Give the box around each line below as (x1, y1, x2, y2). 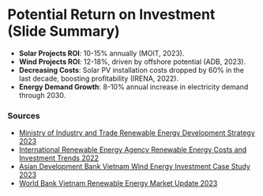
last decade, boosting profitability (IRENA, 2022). (18, 73, 179, 83)
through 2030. (18, 90, 66, 100)
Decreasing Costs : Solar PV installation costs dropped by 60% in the (18, 65, 245, 74)
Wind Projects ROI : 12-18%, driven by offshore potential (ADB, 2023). (18, 57, 246, 66)
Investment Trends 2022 (18, 153, 100, 163)
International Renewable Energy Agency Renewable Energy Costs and (18, 145, 247, 155)
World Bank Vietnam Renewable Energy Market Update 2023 (18, 179, 218, 188)
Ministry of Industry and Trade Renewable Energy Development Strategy (18, 128, 255, 138)
